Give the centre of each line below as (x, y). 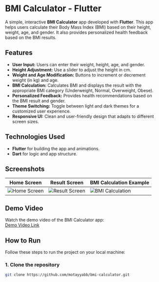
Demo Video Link (22, 225)
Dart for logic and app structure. (45, 153)
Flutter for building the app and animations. (56, 149)
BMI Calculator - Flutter (53, 9)
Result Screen (67, 183)
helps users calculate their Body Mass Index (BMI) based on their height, (78, 27)
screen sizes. (25, 121)
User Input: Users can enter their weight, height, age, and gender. (79, 64)
